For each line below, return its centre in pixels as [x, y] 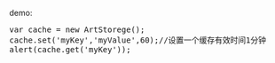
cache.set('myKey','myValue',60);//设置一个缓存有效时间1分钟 [138, 40]
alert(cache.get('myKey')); [70, 49]
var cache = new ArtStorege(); [77, 30]
